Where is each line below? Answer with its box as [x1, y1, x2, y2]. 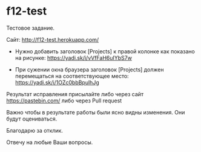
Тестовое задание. [6, 24, 55, 31]
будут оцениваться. [6, 115, 58, 122]
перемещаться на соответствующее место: [15, 72, 129, 79]
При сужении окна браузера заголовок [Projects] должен [15, 65, 164, 73]
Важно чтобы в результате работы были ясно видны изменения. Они [6, 108, 185, 116]
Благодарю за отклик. [6, 127, 64, 134]
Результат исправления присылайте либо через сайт [6, 90, 144, 97]
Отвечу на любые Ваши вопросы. [6, 138, 93, 146]
